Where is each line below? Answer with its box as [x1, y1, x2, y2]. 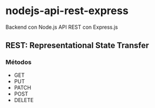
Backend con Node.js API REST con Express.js [5, 23, 118, 31]
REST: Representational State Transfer [5, 41, 149, 50]
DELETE [14, 96, 34, 103]
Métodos [5, 58, 32, 66]
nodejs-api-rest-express [5, 4, 129, 18]
